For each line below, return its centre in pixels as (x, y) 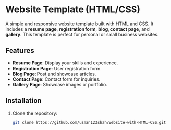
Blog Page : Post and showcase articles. (54, 74)
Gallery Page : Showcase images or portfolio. (60, 84)
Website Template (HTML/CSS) (73, 9)
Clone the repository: (35, 113)
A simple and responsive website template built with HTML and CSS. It (79, 24)
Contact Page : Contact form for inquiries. (56, 79)
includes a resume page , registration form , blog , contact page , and (77, 29)
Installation (23, 101)
